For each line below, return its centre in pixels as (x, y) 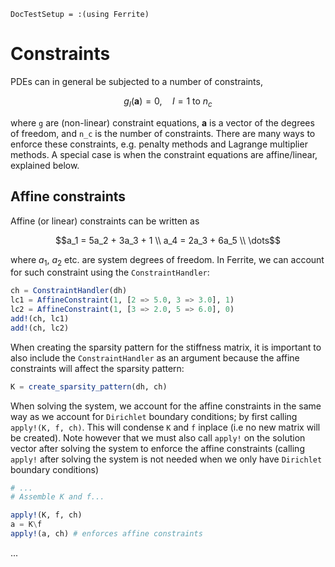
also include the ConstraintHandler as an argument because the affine (155, 357)
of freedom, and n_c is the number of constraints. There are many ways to (163, 133)
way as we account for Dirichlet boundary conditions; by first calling (154, 416)
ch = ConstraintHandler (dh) (69, 291)
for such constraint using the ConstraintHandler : (110, 272)
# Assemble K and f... (57, 497)
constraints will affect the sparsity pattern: (97, 368)
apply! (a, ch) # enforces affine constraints (106, 534)
